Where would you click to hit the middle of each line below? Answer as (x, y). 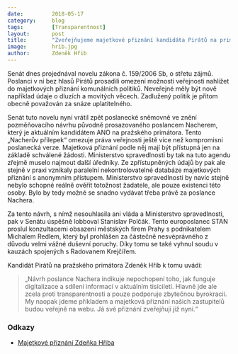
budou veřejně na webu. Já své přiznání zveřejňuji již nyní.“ (111, 309)
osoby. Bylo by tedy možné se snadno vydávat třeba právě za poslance (112, 193)
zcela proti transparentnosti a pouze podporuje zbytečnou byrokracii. (126, 294)
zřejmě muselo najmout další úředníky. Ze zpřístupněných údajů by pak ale (116, 162)
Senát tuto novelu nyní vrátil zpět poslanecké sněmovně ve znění (102, 117)
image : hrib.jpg (42, 47)
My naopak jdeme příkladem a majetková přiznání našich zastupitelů (124, 301)
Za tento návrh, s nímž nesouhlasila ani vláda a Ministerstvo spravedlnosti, (116, 214)
